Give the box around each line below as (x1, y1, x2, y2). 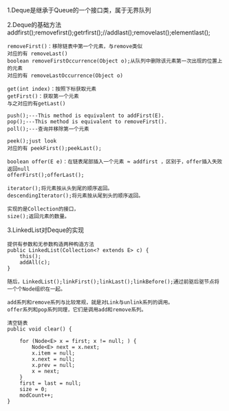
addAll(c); (19, 259, 51, 266)
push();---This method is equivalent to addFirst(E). (7, 112, 165, 119)
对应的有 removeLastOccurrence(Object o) (7, 72, 124, 79)
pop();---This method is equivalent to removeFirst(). (7, 118, 168, 125)
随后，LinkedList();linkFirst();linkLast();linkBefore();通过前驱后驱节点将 (7, 278, 220, 285)
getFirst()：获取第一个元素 (7, 93, 79, 100)
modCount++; (19, 392, 54, 399)
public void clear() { (7, 326, 72, 333)
